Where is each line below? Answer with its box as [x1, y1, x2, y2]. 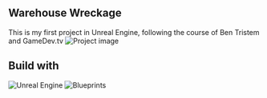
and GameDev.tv [8, 36, 64, 45]
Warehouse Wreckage [8, 6, 122, 20]
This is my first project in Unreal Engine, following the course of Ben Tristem [8, 27, 260, 37]
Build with [8, 59, 59, 73]
